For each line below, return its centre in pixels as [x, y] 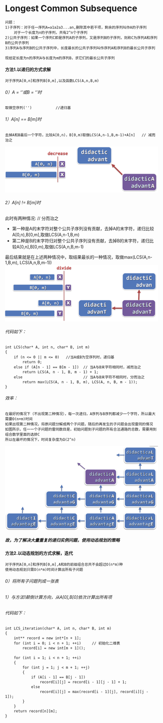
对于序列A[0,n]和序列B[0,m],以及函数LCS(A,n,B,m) [52, 81]
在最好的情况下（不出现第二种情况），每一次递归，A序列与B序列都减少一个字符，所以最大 [80, 414]
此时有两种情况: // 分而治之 [32, 218]
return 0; [32, 362]
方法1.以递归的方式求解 [28, 69]
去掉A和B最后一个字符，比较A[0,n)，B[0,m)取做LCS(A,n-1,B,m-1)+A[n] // [76, 135]
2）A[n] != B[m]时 [23, 202]
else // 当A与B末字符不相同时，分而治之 [79, 377]
